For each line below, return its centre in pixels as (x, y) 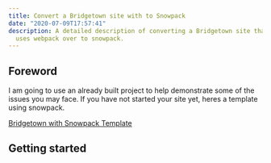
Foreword (33, 71)
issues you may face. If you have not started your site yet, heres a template (133, 99)
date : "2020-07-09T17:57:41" (57, 23)
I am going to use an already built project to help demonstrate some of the (131, 90)
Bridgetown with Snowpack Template (71, 123)
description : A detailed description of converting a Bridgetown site (129, 31)
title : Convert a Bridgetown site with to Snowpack (97, 16)
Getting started (48, 149)
